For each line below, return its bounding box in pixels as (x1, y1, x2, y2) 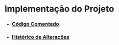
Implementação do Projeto (4, 3, 115, 15)
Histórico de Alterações (11, 34, 70, 41)
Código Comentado (11, 21, 59, 28)
